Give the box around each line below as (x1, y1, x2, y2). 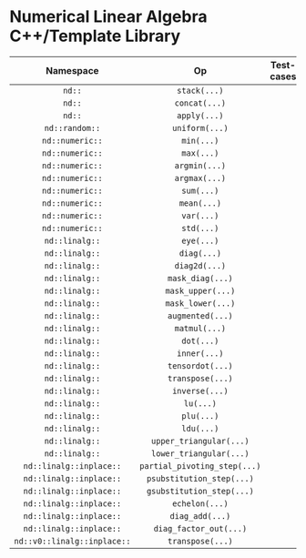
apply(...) (177, 110, 224, 120)
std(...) (181, 223, 219, 233)
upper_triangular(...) (151, 435, 250, 446)
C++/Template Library (9, 25, 181, 46)
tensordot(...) (167, 360, 234, 370)
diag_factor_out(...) (153, 523, 248, 533)
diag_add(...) (169, 511, 231, 521)
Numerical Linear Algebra (9, 6, 208, 27)
